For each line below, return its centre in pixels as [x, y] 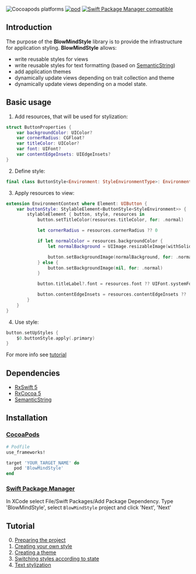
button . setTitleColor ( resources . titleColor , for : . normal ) [110, 220]
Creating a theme [35, 552]
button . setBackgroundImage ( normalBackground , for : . [113, 257]
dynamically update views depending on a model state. [81, 84]
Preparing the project [40, 540]
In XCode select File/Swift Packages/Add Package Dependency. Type [90, 501]
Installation [27, 418]
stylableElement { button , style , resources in [86, 214]
